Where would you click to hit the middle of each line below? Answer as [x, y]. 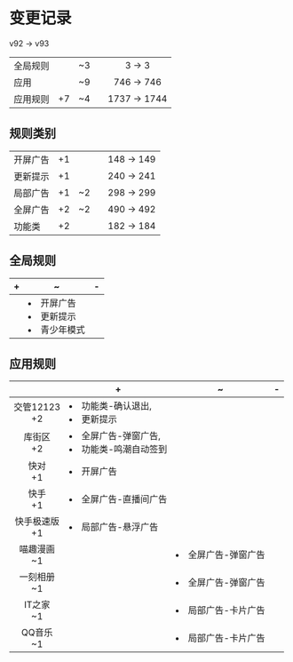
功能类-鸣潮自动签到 [124, 450]
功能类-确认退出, [117, 406]
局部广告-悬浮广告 [120, 527]
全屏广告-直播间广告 [124, 499]
